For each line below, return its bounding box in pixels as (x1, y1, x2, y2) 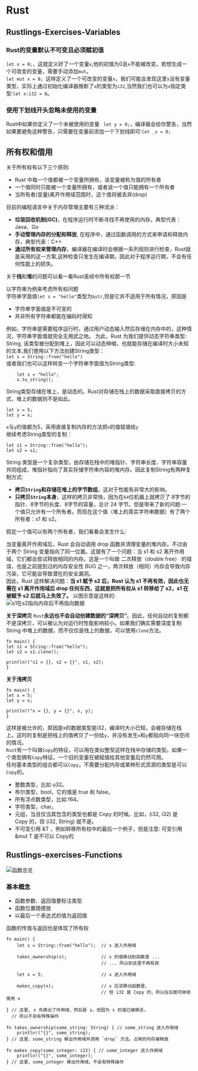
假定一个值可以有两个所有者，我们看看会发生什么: (6, 528, 127, 535)
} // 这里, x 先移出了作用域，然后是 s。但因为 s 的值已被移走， (6, 1007, 148, 1013)
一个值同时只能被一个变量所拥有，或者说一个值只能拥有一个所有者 (14, 184, 175, 191)
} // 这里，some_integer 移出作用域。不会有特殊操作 (6, 1059, 124, 1065)
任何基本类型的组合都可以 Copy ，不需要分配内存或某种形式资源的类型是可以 (6, 761, 187, 768)
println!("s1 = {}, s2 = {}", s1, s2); (6, 659, 104, 665)
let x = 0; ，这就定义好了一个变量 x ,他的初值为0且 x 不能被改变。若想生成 (6, 60, 182, 67)
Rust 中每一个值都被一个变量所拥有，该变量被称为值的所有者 (14, 176, 161, 183)
